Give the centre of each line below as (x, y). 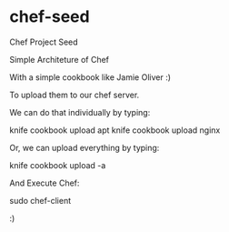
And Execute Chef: (45, 183)
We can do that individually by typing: (80, 112)
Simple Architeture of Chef (60, 59)
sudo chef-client (40, 200)
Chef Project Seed (44, 42)
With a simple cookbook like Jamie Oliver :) (90, 77)
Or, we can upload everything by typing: (85, 147)
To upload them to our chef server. (75, 95)
